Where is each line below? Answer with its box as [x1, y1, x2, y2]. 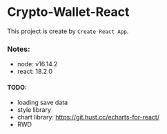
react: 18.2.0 [17, 67, 53, 76]
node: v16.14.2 [17, 60, 58, 68]
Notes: [7, 44, 30, 54]
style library [17, 106, 52, 114]
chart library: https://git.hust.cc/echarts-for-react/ [17, 113, 160, 122]
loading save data [17, 98, 68, 107]
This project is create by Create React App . [7, 27, 129, 35]
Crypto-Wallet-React [7, 4, 130, 20]
